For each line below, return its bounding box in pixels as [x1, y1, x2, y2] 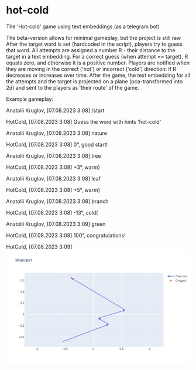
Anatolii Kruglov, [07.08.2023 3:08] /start [6, 107, 105, 114]
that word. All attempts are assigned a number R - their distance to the [6, 46, 176, 53]
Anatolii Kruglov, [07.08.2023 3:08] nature [6, 130, 107, 137]
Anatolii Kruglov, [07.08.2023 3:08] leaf [6, 175, 101, 182]
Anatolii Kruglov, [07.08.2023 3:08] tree [6, 152, 101, 159]
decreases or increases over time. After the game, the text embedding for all [6, 72, 190, 79]
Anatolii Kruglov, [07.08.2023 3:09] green [6, 220, 106, 228]
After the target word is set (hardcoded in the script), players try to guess [6, 40, 183, 47]
